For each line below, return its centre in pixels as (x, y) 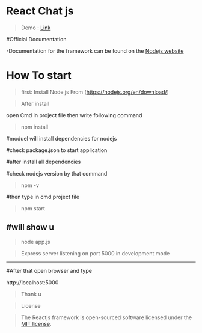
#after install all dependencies (44, 162)
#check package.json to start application (57, 150)
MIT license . (36, 323)
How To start (39, 75)
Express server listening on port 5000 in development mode (95, 253)
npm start (33, 208)
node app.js (35, 242)
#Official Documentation (36, 39)
